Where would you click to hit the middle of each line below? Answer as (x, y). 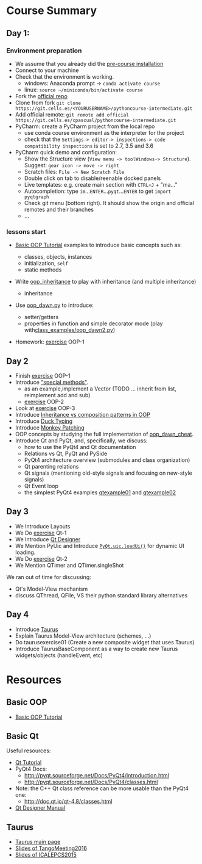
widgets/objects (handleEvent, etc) (59, 655)
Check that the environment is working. (64, 76)
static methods (43, 270)
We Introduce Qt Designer (48, 539)
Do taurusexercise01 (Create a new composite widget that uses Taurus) (105, 642)
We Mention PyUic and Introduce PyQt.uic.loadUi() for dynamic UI (99, 545)
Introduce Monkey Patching (50, 427)
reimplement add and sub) (57, 395)
